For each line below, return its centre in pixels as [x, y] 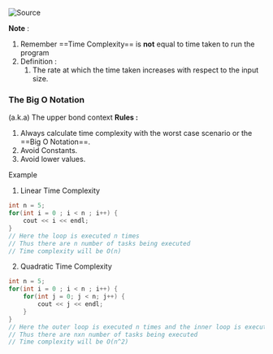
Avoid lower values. [53, 160]
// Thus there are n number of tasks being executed [100, 243]
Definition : [38, 61]
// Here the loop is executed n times [74, 236]
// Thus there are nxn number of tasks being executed [103, 334]
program [35, 52]
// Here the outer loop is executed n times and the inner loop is [125, 327]
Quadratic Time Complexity [66, 267]
